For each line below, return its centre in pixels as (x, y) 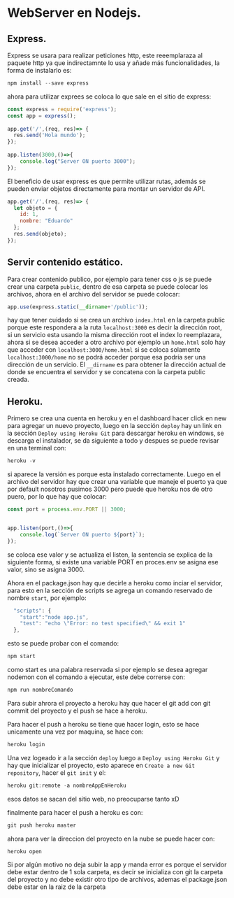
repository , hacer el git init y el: (57, 772)
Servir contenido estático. (65, 263)
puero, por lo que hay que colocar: (57, 497)
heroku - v (22, 461)
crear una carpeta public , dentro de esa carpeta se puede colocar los (108, 286)
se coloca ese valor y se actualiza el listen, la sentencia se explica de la (110, 555)
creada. (18, 380)
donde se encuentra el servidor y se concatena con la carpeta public (107, 372)
